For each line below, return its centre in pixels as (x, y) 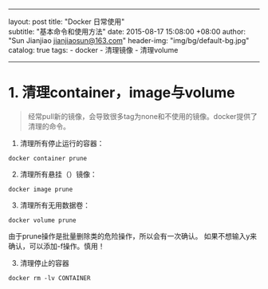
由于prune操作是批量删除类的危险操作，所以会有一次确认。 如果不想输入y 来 (133, 236)
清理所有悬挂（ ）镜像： (58, 174)
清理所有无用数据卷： (55, 205)
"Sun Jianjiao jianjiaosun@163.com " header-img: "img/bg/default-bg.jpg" (129, 40)
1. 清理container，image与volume (122, 93)
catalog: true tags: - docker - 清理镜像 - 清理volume (93, 50)
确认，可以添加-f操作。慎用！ (57, 246)
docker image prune (41, 189)
